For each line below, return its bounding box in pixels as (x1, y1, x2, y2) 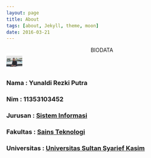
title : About (6, 16, 39, 22)
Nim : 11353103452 (6, 95, 64, 103)
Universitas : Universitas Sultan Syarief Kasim (6, 143, 145, 152)
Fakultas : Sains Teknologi (6, 128, 86, 136)
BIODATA (90, 46, 113, 54)
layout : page (6, 10, 39, 16)
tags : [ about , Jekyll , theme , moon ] (6, 22, 99, 29)
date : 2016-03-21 (6, 29, 50, 35)
